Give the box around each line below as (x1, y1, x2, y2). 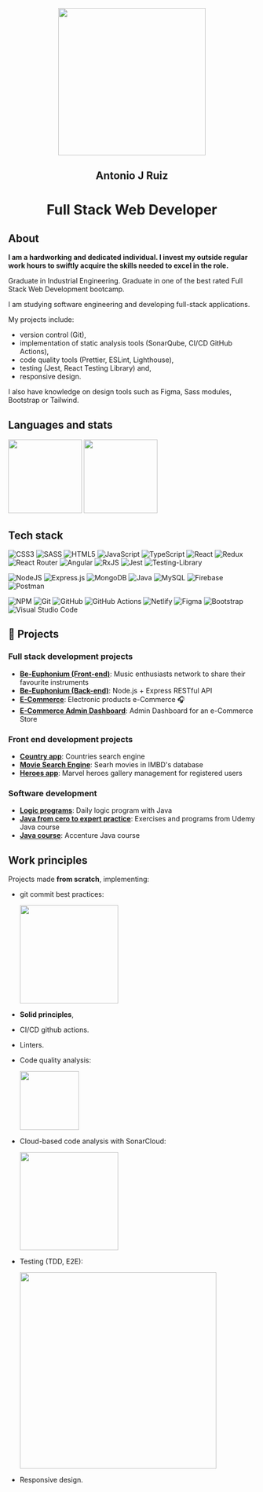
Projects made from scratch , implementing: (8, 875, 150, 884)
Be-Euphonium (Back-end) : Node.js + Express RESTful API (19, 686, 213, 695)
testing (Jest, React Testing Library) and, (19, 364, 152, 373)
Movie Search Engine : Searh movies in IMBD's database (19, 760, 204, 769)
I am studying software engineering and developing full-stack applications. (8, 300, 250, 309)
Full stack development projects (8, 651, 133, 662)
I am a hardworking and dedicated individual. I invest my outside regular (8, 253, 248, 262)
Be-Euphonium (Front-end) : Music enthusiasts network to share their (19, 669, 246, 678)
